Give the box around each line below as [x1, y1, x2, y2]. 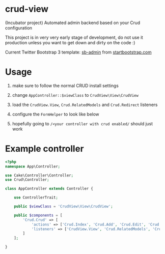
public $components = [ [14, 213, 63, 218]
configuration [5, 25, 32, 30]
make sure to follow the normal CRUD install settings [12, 83, 119, 88]
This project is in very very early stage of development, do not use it [5, 34, 143, 40]
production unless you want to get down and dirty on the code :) [5, 39, 136, 45]
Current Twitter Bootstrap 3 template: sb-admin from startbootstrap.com [5, 49, 152, 55]
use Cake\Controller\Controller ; [5, 173, 74, 178]
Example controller [5, 143, 84, 154]
